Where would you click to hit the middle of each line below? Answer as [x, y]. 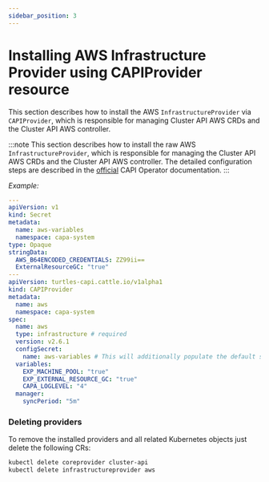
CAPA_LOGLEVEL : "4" [55, 387]
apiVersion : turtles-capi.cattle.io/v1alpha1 [85, 282]
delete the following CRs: [50, 448]
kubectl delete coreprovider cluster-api [78, 463]
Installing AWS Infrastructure [107, 55]
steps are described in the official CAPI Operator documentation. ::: [119, 170]
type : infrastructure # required [71, 334]
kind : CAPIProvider [41, 290]
